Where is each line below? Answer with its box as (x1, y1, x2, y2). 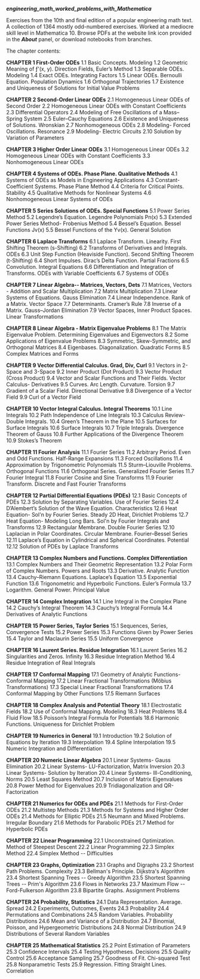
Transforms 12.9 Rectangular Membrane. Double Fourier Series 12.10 (6, 524, 175, 531)
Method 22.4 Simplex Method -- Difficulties (6, 850, 113, 857)
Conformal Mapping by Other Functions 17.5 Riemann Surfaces (6, 690, 161, 697)
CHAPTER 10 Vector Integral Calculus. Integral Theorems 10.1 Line (6, 405, 173, 412)
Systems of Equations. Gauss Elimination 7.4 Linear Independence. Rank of (6, 294, 191, 301)
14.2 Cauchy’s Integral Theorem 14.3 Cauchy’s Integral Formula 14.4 (6, 604, 173, 611)
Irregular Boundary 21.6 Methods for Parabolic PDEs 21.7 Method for (6, 819, 174, 826)
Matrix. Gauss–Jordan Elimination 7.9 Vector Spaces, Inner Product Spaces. (6, 307, 192, 314)
